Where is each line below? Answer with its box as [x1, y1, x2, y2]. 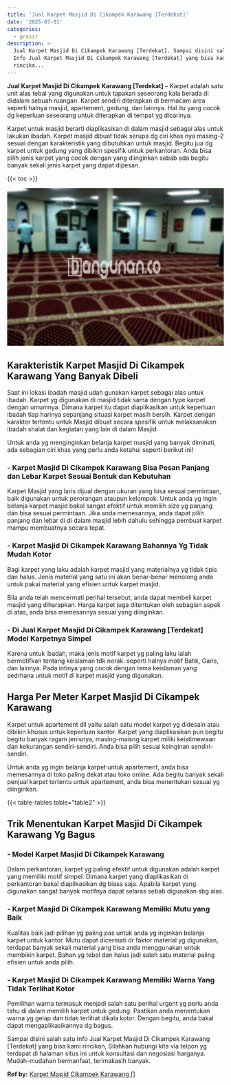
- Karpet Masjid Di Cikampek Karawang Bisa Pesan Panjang [7, 463, 210, 473]
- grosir [13, 33, 38, 40]
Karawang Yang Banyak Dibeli [7, 370, 139, 382]
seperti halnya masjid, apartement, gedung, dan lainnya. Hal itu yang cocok [7, 103, 221, 112]
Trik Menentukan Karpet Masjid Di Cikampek [7, 818, 203, 830]
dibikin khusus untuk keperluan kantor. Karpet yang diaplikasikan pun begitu [7, 727, 223, 736]
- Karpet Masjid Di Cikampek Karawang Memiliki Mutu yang [7, 905, 210, 914]
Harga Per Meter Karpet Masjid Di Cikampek [7, 691, 200, 703]
